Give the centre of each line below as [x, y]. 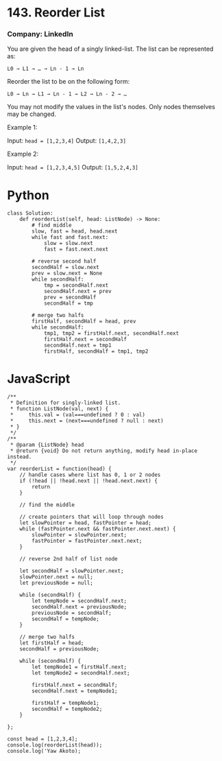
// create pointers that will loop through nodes [92, 517]
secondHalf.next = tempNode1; [75, 691]
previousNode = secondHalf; [72, 613]
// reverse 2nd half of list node [69, 559]
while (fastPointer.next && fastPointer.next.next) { [98, 529]
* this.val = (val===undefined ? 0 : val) [78, 415]
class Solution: [30, 213]
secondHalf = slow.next [65, 268]
